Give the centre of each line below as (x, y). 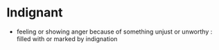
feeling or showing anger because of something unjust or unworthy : (114, 32)
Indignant (35, 13)
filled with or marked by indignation (67, 38)
